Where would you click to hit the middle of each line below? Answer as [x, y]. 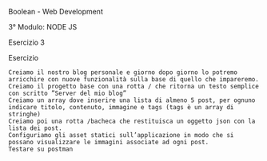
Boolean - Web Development [56, 12]
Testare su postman [41, 149]
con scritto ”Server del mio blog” [68, 93]
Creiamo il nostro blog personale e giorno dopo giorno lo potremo [123, 73]
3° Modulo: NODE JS [43, 27]
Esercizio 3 [27, 42]
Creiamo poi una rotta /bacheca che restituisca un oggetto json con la [132, 121]
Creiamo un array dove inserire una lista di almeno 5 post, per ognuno [132, 100]
